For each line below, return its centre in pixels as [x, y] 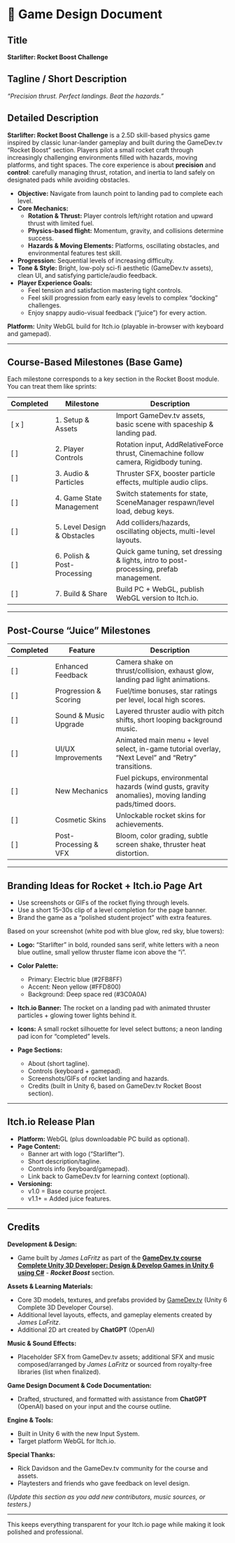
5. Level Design [80, 527]
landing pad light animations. [163, 680]
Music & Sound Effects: [42, 1343]
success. [41, 238]
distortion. [132, 853]
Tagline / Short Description [67, 79]
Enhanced [72, 667]
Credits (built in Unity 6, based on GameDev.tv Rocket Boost [114, 1086]
